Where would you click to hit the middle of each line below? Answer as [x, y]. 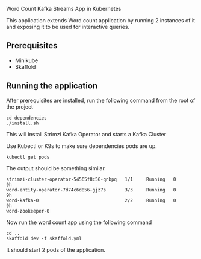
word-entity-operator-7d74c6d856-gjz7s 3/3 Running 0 [91, 190]
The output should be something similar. [56, 168]
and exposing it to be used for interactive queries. [68, 27]
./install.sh [23, 123]
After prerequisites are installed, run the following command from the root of [101, 100]
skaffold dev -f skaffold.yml [44, 238]
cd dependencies [26, 118]
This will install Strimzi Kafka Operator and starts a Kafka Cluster [86, 134]
